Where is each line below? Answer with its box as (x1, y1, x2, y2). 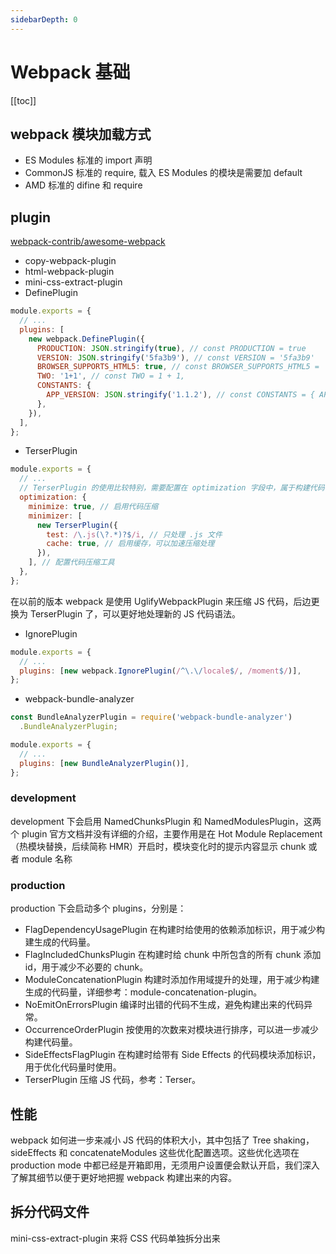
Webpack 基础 (10, 61, 131, 83)
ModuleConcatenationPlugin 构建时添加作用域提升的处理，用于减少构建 (24, 974, 320, 986)
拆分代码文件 (10, 1204, 90, 1221)
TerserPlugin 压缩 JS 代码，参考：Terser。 (24, 1074, 202, 1086)
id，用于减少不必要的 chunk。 (24, 961, 149, 973)
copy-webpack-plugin (24, 255, 117, 267)
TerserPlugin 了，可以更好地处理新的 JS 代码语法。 (29, 607, 241, 620)
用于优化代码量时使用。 (24, 1061, 122, 1073)
